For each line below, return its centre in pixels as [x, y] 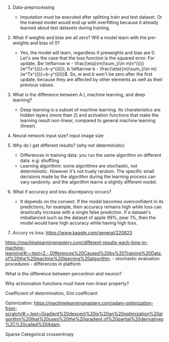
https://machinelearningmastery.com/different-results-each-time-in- [77, 242]
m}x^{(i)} [135, 63]
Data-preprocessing [33, 7]
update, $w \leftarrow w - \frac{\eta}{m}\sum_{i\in [72, 63]
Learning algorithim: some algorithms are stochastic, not [79, 166]
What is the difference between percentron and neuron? [64, 274]
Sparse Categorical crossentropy [40, 334]
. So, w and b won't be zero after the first [110, 74]
